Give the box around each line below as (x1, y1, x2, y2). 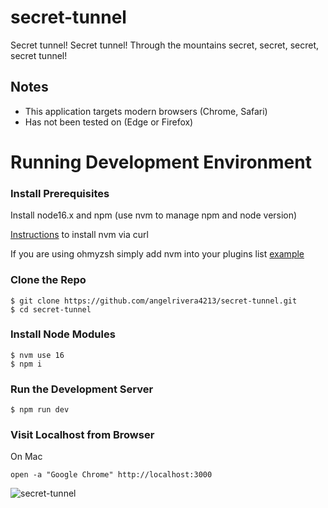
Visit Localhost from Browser (10, 428, 155, 442)
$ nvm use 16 (10, 350, 65, 360)
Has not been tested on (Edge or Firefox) (24, 116, 194, 128)
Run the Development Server (10, 382, 154, 396)
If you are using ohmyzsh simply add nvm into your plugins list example (10, 248, 305, 260)
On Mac (10, 451, 43, 463)
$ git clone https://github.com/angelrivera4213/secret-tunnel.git (10, 296, 298, 306)
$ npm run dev (10, 405, 70, 415)
